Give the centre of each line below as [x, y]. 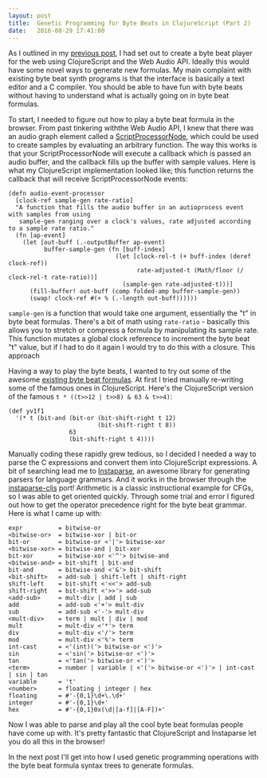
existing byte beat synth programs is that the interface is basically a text [126, 79]
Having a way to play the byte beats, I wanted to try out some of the [120, 371]
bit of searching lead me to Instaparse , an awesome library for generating [129, 471]
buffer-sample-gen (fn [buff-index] [104, 250]
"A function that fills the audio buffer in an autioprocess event [130, 208]
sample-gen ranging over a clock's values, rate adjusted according [135, 222]
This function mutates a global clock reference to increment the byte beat [129, 339]
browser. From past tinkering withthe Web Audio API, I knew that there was [131, 128]
